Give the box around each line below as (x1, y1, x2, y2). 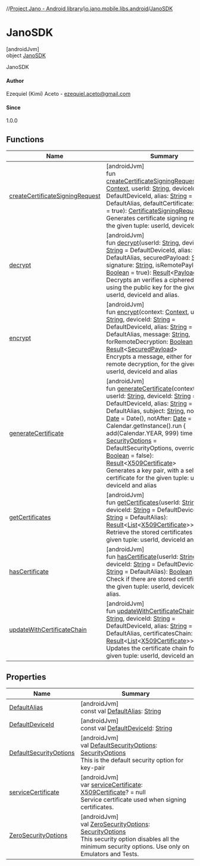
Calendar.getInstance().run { (106, 422, 186, 430)
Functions (6, 134, 45, 145)
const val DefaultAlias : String (80, 706, 161, 715)
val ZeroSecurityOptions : (80, 820, 151, 828)
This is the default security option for (80, 756, 184, 764)
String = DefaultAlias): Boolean (106, 568, 192, 576)
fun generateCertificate (106, 384, 172, 393)
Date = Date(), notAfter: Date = (106, 414, 192, 423)
